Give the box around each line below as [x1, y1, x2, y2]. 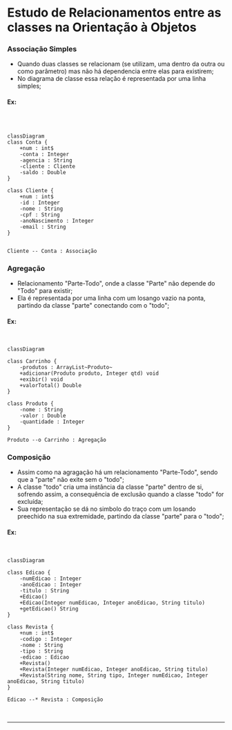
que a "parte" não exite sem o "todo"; [17, 476, 124, 484]
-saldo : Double [19, 169, 67, 176]
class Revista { [7, 624, 54, 630]
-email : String [19, 223, 67, 230]
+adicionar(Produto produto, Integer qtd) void [19, 370, 159, 377]
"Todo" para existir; [17, 286, 73, 294]
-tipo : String [19, 648, 64, 655]
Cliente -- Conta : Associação [7, 247, 97, 254]
